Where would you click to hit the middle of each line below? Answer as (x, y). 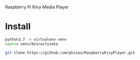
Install (18, 27)
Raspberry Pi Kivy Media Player (37, 7)
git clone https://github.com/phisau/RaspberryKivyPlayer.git (70, 53)
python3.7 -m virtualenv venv (36, 39)
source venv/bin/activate (31, 44)
